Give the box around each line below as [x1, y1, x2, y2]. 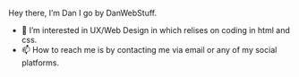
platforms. [21, 57, 60, 68]
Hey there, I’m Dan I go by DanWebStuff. [8, 8, 158, 18]
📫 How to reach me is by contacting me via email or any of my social [21, 45, 278, 55]
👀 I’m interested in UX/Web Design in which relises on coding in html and [21, 25, 290, 35]
